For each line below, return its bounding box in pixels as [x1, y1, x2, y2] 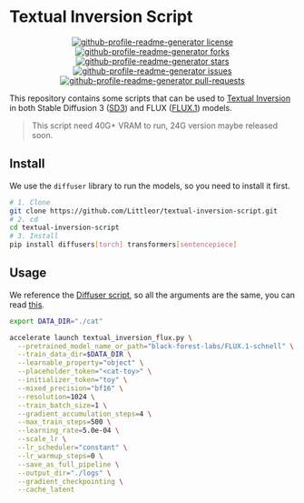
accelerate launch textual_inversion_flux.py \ [9, 333, 193, 342]
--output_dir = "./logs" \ [17, 468, 112, 478]
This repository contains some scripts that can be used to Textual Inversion [9, 93, 291, 104]
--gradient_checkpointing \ [17, 477, 124, 486]
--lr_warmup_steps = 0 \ [17, 451, 103, 460]
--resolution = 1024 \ [17, 392, 95, 401]
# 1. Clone [9, 197, 51, 206]
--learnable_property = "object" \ [17, 358, 144, 367]
